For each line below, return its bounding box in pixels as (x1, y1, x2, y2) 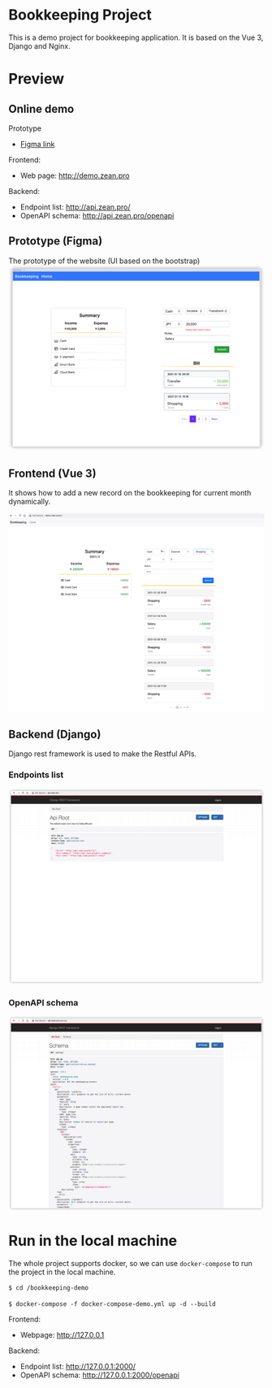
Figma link (19, 139, 55, 149)
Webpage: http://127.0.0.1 (19, 1330, 105, 1339)
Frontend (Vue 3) (8, 466, 97, 480)
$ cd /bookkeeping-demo (8, 1283, 89, 1292)
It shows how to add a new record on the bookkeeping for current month (8, 488, 252, 498)
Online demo (8, 102, 75, 115)
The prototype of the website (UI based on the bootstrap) (8, 256, 201, 266)
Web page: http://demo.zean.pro (19, 171, 130, 180)
